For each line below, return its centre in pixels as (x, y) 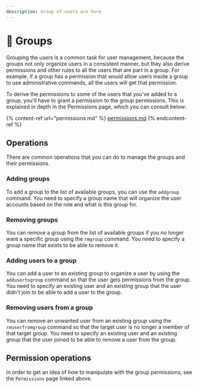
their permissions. (28, 163)
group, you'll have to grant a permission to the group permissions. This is (95, 100)
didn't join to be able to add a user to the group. (64, 292)
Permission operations (49, 358)
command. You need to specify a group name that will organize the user (94, 198)
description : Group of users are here (54, 12)
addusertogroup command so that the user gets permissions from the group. (98, 280)
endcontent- (172, 118)
